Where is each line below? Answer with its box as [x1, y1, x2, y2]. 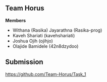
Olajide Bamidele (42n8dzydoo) [12, 43, 79, 49]
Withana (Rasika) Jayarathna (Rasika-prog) [12, 27, 102, 33]
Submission [5, 58, 44, 66]
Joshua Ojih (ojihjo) [12, 38, 53, 44]
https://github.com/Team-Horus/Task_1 [5, 71, 87, 77]
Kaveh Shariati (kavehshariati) [12, 32, 75, 38]
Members [5, 17, 26, 23]
